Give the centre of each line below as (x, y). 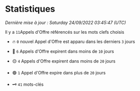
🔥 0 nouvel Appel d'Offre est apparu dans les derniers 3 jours (73, 41)
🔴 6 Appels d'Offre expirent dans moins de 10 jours (63, 51)
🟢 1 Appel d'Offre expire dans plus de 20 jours (59, 72)
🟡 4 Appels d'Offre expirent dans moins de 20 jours (64, 61)
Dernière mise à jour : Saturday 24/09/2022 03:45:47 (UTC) (66, 23)
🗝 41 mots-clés (28, 84)
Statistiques (30, 9)
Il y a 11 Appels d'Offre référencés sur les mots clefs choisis (65, 32)
